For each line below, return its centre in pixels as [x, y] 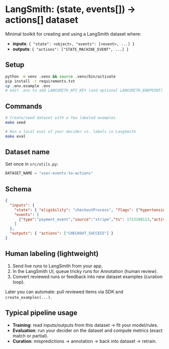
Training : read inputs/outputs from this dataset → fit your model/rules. [85, 325]
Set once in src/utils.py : [32, 164]
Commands [24, 106]
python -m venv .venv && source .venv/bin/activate [60, 77]
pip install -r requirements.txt [40, 81]
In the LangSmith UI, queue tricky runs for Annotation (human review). [85, 271]
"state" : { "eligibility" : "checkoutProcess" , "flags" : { [76, 210]
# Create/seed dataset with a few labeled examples [60, 118]
